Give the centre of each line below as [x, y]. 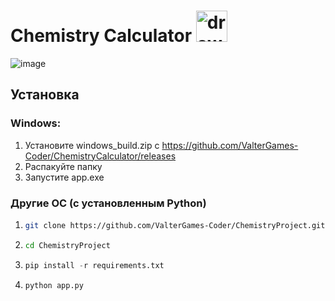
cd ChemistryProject [67, 245]
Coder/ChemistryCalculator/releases [100, 156]
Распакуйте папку [63, 166]
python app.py [54, 285]
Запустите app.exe [64, 177]
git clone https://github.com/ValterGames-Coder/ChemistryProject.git [175, 225]
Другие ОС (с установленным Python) [108, 203]
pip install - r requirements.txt [94, 265]
